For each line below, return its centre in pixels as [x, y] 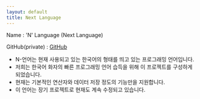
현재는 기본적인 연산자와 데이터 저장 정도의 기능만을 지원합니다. [90, 82]
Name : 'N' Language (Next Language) [55, 35]
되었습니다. [28, 74]
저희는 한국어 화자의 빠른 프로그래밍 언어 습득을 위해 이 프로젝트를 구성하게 [104, 67]
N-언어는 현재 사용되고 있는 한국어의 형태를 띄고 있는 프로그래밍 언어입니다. [105, 59]
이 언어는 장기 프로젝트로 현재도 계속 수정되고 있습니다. [80, 89]
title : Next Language [34, 18]
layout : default [27, 12]
